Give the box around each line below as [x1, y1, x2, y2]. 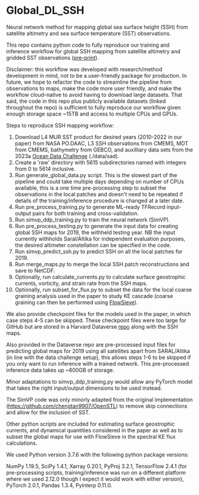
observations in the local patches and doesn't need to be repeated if [14, 190, 184, 198]
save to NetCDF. [14, 267, 55, 274]
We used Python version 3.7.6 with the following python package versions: [6, 451, 189, 458]
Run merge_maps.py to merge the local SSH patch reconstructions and [14, 260, 189, 268]
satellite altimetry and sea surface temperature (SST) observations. [6, 29, 172, 37]
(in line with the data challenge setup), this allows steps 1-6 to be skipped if [6, 354, 191, 361]
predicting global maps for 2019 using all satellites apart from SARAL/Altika [6, 347, 191, 354]
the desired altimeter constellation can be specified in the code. [14, 241, 172, 248]
